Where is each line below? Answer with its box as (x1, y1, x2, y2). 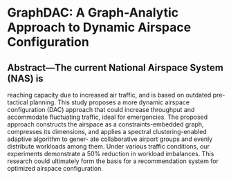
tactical (7, 98, 28, 106)
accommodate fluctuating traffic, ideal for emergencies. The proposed (7, 113, 208, 121)
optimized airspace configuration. (7, 164, 104, 172)
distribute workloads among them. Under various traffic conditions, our (7, 142, 210, 150)
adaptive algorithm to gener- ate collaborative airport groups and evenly (7, 135, 213, 143)
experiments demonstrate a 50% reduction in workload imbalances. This (7, 150, 214, 158)
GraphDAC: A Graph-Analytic (7, 5, 179, 21)
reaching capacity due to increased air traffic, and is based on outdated (7, 91, 212, 99)
